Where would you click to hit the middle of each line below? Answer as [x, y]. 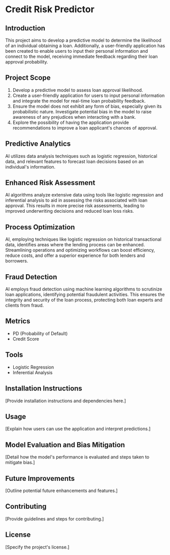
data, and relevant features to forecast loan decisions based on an [75, 161]
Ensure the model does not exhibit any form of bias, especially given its [87, 106]
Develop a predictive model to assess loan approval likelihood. [78, 90]
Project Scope [28, 78]
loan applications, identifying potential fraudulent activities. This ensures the [85, 295]
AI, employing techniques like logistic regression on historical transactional [83, 239]
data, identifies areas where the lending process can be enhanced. [75, 245]
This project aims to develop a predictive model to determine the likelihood [83, 40]
